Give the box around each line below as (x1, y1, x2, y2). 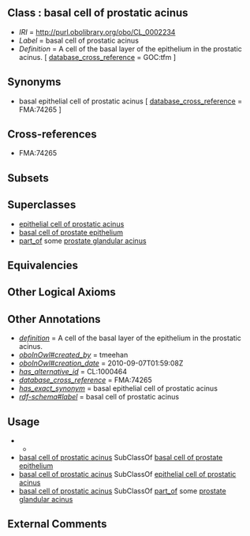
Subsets (7, 171, 49, 185)
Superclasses (7, 198, 76, 212)
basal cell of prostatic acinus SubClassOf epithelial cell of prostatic (18, 470, 237, 479)
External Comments (7, 517, 107, 531)
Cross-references (7, 128, 98, 141)
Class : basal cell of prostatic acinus (7, 6, 188, 20)
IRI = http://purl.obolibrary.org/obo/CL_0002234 (18, 27, 176, 36)
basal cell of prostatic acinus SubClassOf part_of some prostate (18, 486, 226, 496)
